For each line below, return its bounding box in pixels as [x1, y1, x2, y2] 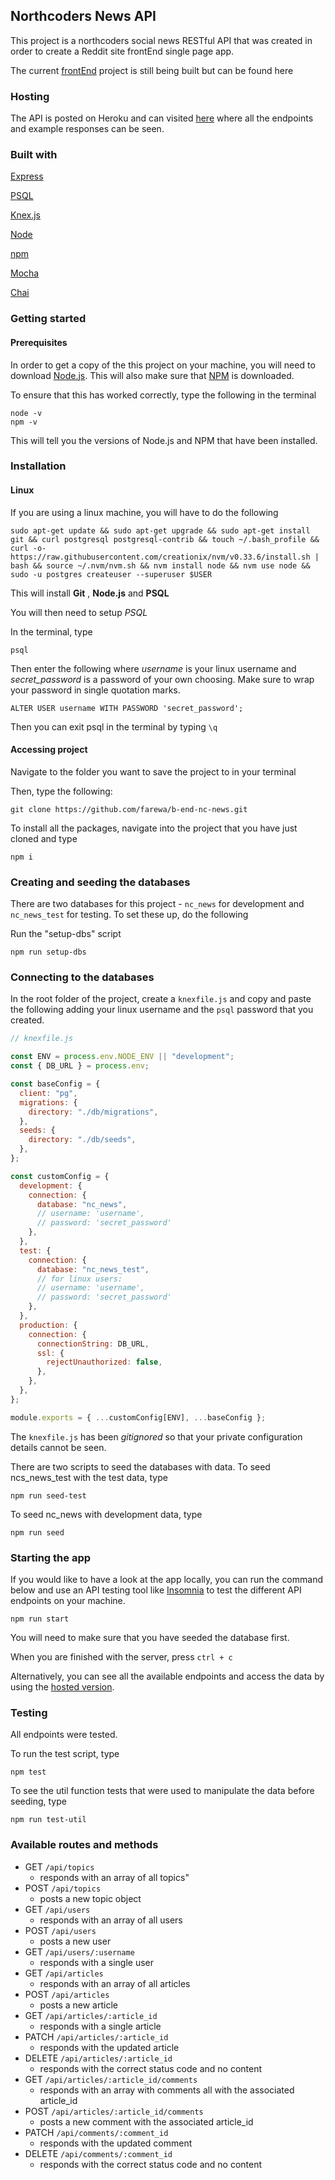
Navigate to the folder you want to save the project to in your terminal [10, 765, 297, 778]
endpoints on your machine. [10, 1595, 126, 1606]
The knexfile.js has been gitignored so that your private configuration [10, 1430, 303, 1443]
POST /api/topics [24, 1882, 102, 1894]
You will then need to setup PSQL [10, 606, 148, 618]
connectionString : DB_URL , [36, 1339, 150, 1349]
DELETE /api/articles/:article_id [24, 2052, 173, 2064]
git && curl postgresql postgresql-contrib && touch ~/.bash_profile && [10, 534, 320, 544]
